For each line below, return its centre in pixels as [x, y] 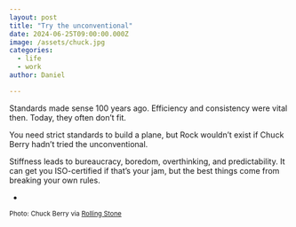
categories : [31, 51]
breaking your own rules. [55, 180]
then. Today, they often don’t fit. [68, 117]
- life [29, 59]
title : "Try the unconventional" [71, 26]
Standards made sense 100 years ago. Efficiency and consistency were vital [148, 108]
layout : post [33, 17]
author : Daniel [37, 75]
